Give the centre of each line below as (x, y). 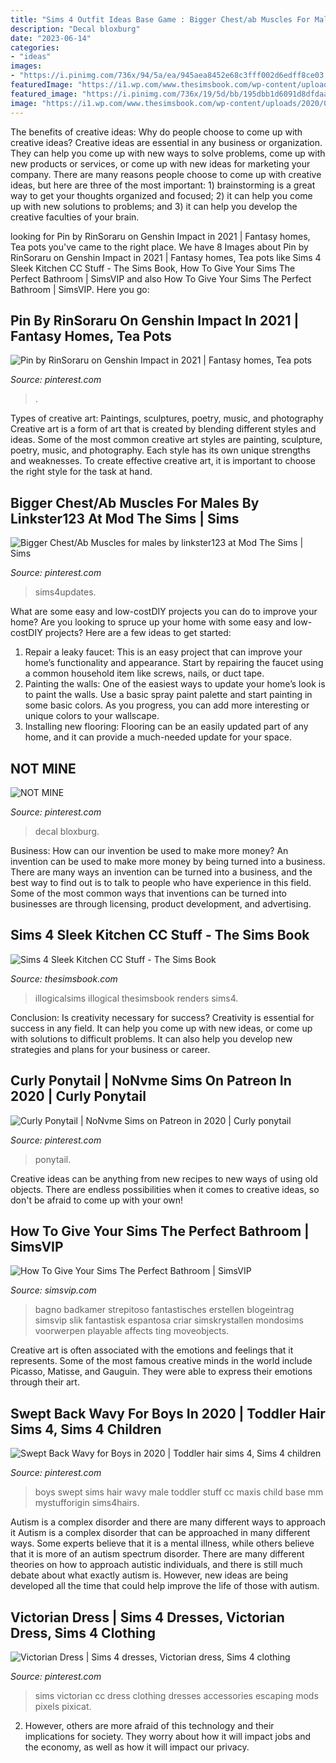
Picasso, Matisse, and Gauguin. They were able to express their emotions (161, 1372)
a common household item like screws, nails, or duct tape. (144, 673)
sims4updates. (65, 592)
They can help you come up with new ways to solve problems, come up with (168, 153)
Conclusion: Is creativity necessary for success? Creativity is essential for (162, 1017)
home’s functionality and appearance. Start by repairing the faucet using (174, 663)
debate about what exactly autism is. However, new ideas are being (149, 1575)
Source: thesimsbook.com (64, 978)
